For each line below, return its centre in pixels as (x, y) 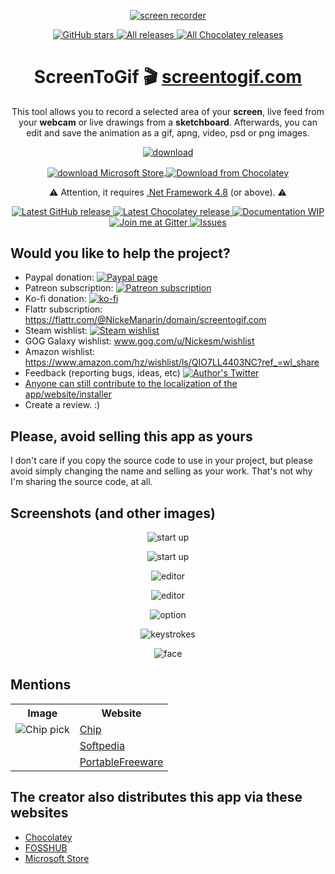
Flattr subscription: (63, 309)
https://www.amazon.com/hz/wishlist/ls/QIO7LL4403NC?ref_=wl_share (172, 362)
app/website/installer (68, 394)
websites (39, 813)
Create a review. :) (62, 405)
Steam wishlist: (56, 331)
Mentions (41, 685)
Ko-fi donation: (55, 299)
